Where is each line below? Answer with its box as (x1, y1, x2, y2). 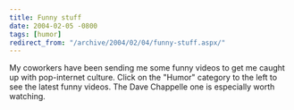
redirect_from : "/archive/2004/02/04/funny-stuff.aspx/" (9, 38, 226, 47)
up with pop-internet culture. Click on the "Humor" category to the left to (9, 72, 278, 83)
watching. (9, 91, 46, 102)
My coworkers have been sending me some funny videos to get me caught (9, 63, 286, 73)
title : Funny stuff (9, 13, 82, 22)
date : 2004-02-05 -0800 (9, 21, 98, 30)
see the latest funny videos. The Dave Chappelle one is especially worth (9, 81, 275, 92)
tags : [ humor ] (9, 30, 63, 38)
